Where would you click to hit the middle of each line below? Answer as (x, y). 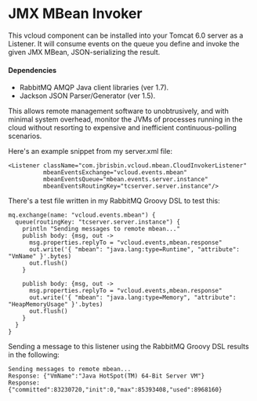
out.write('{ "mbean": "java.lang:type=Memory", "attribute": (132, 298)
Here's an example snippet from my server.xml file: (90, 151)
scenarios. (25, 136)
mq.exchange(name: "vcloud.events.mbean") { (82, 215)
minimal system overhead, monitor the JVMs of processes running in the (125, 119)
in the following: (34, 355)
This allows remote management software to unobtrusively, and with (118, 111)
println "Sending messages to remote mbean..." (101, 229)
